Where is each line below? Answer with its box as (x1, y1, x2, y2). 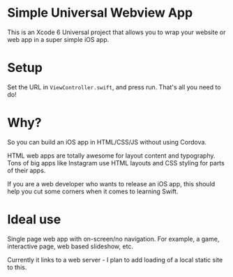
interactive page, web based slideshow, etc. (7, 242, 134, 250)
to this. (7, 263, 27, 271)
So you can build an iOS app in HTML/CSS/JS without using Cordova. (7, 137, 207, 146)
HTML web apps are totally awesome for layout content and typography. (7, 151, 216, 160)
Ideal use (7, 211, 61, 227)
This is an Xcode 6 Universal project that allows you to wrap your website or (7, 28, 226, 36)
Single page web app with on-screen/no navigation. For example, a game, (7, 234, 220, 243)
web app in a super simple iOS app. (7, 35, 110, 43)
